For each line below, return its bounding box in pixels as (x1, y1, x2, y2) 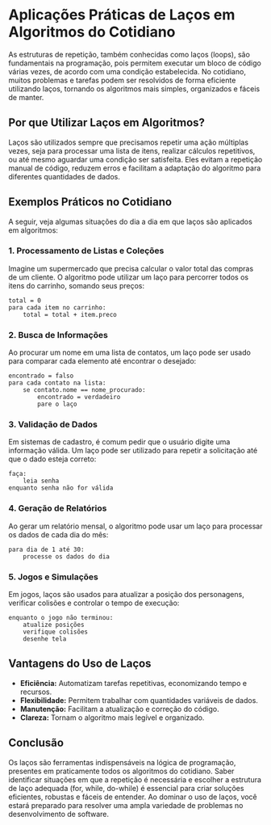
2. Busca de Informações (8, 329, 109, 340)
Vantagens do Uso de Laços (8, 657, 152, 671)
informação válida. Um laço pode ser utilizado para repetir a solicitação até (8, 446, 258, 456)
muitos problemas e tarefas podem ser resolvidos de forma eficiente (8, 75, 236, 85)
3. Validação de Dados (8, 419, 98, 430)
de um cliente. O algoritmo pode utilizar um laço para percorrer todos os (8, 272, 248, 282)
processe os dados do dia (23, 552, 110, 561)
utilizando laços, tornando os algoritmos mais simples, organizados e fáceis (8, 83, 261, 94)
